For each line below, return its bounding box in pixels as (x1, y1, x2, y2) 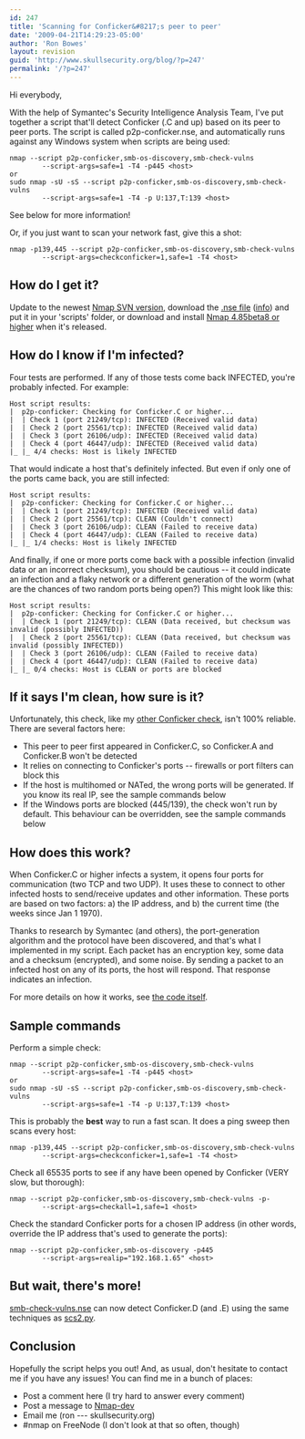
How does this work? (9, 844, 131, 860)
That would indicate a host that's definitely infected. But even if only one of (9, 462, 291, 474)
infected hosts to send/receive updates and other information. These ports (9, 888, 290, 899)
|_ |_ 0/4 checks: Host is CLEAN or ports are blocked (9, 665, 222, 674)
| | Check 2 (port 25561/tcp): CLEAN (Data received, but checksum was (9, 633, 291, 642)
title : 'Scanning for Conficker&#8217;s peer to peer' (9, 22, 222, 31)
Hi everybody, (9, 88, 62, 100)
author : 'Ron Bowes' (9, 38, 88, 48)
